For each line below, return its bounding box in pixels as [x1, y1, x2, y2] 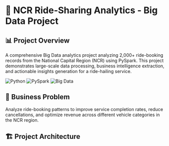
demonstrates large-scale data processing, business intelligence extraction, [5, 63, 164, 69]
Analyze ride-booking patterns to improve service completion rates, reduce [5, 106, 163, 112]
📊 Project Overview [5, 36, 70, 45]
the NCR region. [5, 117, 39, 123]
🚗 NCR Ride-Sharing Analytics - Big [5, 5, 158, 16]
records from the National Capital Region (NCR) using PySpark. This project [5, 58, 164, 63]
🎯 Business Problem [5, 93, 70, 101]
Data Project [5, 15, 59, 27]
